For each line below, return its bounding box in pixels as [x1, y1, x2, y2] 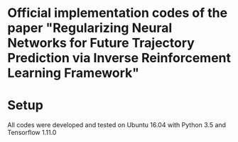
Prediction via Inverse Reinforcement [7, 50, 232, 66]
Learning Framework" [7, 65, 140, 81]
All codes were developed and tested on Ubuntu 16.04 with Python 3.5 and [7, 121, 226, 129]
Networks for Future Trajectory [7, 35, 195, 51]
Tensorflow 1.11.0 [7, 129, 57, 137]
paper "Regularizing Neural [7, 20, 173, 36]
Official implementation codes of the [7, 5, 228, 21]
